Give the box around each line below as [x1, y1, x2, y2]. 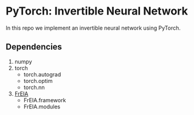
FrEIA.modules [23, 103, 61, 110]
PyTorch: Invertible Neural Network [5, 4, 188, 18]
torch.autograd [23, 71, 61, 78]
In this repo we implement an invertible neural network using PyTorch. [5, 24, 181, 31]
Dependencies [5, 42, 62, 52]
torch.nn [23, 84, 45, 91]
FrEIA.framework [23, 96, 66, 103]
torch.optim [23, 77, 53, 84]
